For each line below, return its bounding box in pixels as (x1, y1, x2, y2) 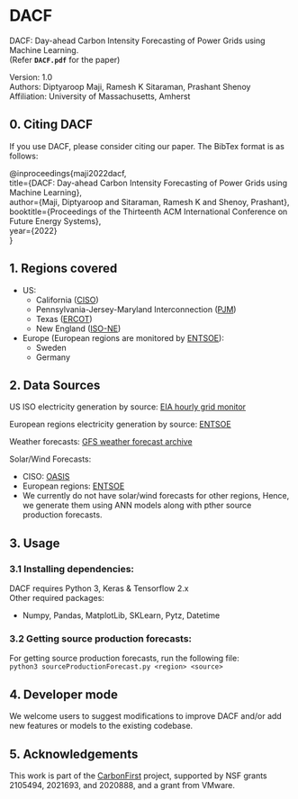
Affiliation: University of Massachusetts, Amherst (9, 91, 191, 102)
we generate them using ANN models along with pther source (22, 500, 252, 511)
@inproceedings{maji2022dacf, (9, 167, 127, 178)
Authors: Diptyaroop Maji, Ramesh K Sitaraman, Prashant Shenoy (9, 81, 251, 92)
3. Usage (9, 535, 60, 551)
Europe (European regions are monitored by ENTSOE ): (22, 332, 225, 343)
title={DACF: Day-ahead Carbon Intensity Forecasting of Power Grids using (9, 177, 288, 188)
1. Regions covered (9, 261, 118, 276)
